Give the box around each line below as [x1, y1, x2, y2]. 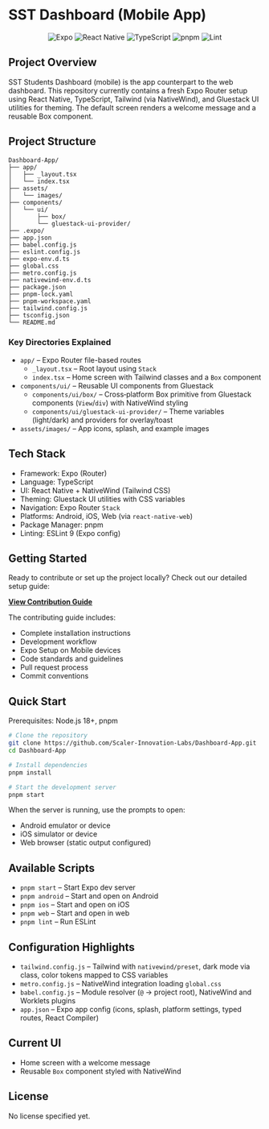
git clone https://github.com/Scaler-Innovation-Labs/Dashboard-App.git [8, 739, 257, 747]
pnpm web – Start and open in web [19, 908, 130, 918]
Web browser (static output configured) [19, 838, 152, 848]
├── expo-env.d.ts [8, 255, 70, 263]
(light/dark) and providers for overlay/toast [31, 415, 173, 425]
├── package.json [8, 283, 67, 291]
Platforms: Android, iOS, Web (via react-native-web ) [19, 511, 194, 521]
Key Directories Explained [8, 337, 112, 348]
